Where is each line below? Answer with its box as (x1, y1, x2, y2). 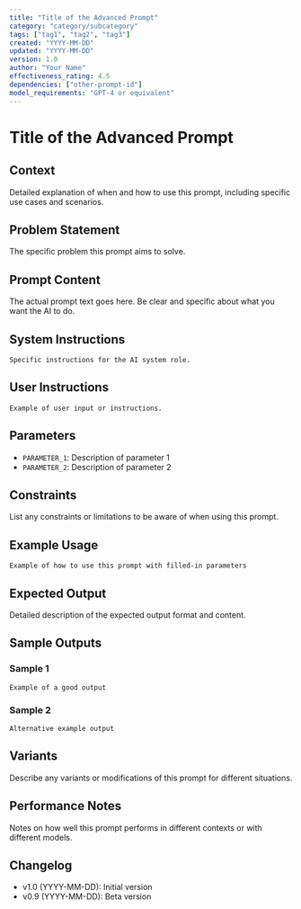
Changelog (9, 858, 73, 873)
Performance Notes (9, 798, 122, 814)
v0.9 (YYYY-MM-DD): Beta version (22, 891, 152, 902)
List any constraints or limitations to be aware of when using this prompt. (9, 512, 279, 522)
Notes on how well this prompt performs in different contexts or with (9, 822, 262, 833)
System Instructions (9, 332, 126, 347)
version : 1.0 (9, 55, 58, 64)
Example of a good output (9, 682, 106, 692)
